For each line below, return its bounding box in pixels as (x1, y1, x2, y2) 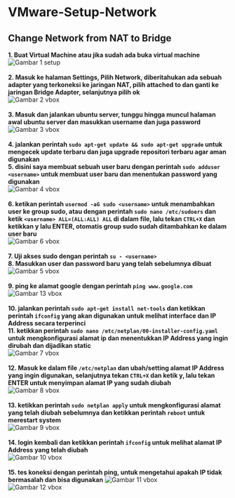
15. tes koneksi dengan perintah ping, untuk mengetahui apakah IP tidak (8, 468, 222, 476)
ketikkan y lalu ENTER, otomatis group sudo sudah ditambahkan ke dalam (8, 222, 227, 230)
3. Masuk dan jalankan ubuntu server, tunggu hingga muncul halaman (8, 110, 216, 119)
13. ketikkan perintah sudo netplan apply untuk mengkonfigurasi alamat (8, 401, 221, 409)
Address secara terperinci (8, 319, 86, 327)
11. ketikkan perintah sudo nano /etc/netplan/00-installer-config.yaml (8, 327, 218, 335)
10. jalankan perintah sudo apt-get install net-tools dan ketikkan (8, 304, 206, 312)
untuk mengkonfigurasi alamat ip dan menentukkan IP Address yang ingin (8, 334, 229, 342)
